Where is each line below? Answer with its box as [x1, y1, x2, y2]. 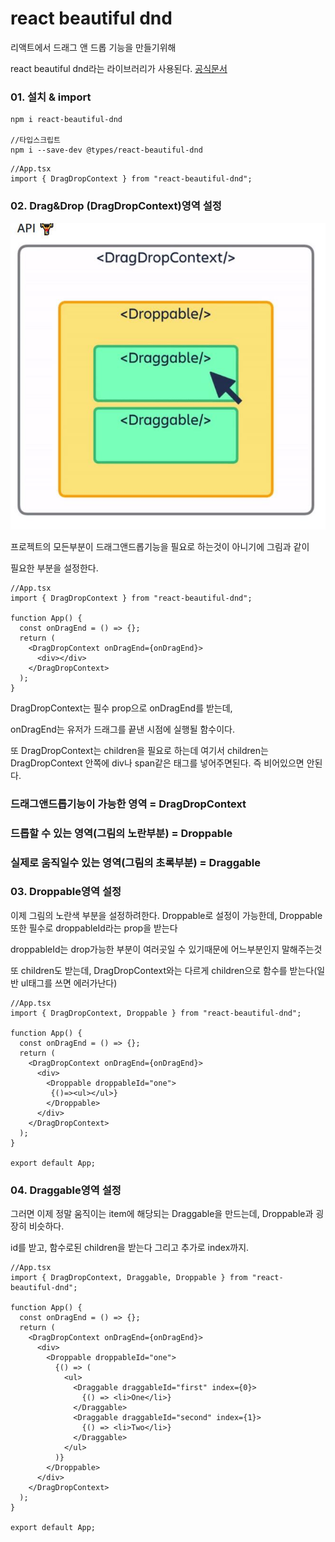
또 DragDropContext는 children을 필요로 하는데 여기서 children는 [10, 744, 269, 756]
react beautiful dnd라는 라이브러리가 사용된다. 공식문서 [10, 62, 228, 74]
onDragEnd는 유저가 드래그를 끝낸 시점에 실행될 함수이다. [10, 723, 236, 735]
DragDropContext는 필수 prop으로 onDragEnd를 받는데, [10, 702, 233, 714]
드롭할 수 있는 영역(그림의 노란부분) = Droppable [10, 826, 233, 840]
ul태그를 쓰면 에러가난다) [20, 977, 118, 989]
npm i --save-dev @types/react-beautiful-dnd [10, 145, 203, 156]
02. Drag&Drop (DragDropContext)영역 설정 [10, 199, 222, 213]
